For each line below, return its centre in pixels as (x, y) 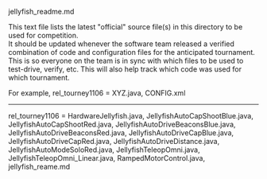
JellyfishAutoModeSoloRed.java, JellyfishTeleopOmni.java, (104, 150)
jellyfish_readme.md (41, 12)
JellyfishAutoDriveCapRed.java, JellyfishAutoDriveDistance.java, (114, 141)
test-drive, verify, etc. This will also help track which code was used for (125, 69)
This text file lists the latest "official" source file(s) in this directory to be (126, 27)
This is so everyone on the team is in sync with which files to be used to (126, 60)
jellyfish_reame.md (39, 167)
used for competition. (43, 35)
